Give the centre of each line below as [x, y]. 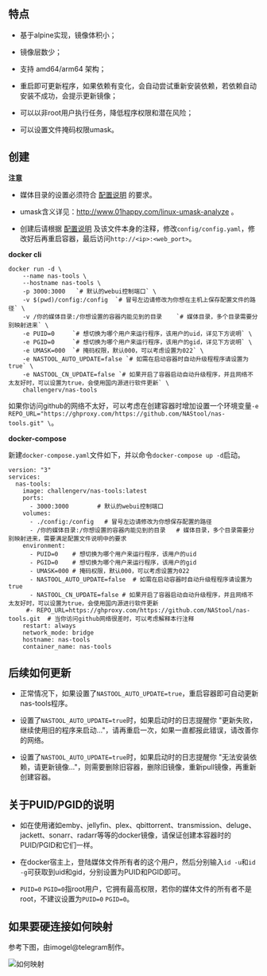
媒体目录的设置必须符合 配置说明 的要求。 [88, 194]
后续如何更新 [40, 673]
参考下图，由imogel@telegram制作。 [68, 947]
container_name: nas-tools [67, 646]
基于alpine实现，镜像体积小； [68, 35]
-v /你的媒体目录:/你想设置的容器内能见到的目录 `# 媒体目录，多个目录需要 [137, 317]
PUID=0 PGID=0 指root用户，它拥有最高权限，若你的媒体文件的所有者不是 [136, 889]
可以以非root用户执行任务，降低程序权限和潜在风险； [106, 112]
